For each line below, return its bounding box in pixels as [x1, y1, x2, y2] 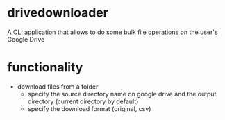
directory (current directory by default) [27, 97, 139, 105]
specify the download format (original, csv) [27, 104, 151, 112]
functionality [7, 60, 83, 76]
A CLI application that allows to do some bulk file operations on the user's [7, 28, 218, 36]
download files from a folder [17, 82, 99, 91]
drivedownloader [7, 5, 109, 21]
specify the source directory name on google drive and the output [27, 89, 217, 98]
